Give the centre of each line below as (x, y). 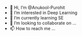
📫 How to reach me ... (32, 28)
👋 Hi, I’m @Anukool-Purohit (37, 8)
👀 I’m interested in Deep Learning (43, 13)
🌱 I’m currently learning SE (37, 18)
